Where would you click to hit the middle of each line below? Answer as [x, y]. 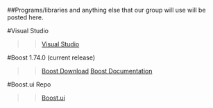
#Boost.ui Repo [29, 84]
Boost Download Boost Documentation [97, 71]
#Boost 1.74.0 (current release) [51, 57]
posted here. [25, 17]
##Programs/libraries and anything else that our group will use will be [106, 10]
